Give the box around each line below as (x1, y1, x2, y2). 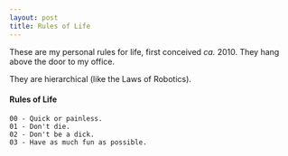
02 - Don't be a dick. (9, 130, 95, 139)
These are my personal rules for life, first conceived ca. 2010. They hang (9, 46, 280, 57)
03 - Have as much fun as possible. (9, 137, 147, 147)
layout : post (9, 13, 59, 23)
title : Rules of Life (9, 22, 91, 31)
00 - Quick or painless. (9, 114, 103, 123)
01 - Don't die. (9, 122, 70, 131)
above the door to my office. (9, 56, 116, 67)
